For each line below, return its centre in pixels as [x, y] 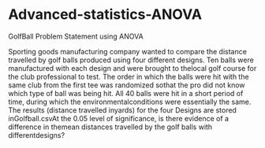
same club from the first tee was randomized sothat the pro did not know [127, 85]
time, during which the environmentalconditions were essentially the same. [130, 102]
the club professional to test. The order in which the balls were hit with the [129, 76]
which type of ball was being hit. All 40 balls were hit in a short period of [126, 93]
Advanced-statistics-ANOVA [105, 15]
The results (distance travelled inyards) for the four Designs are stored [122, 110]
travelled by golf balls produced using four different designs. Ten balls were [131, 60]
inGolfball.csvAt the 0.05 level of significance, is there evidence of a [119, 118]
